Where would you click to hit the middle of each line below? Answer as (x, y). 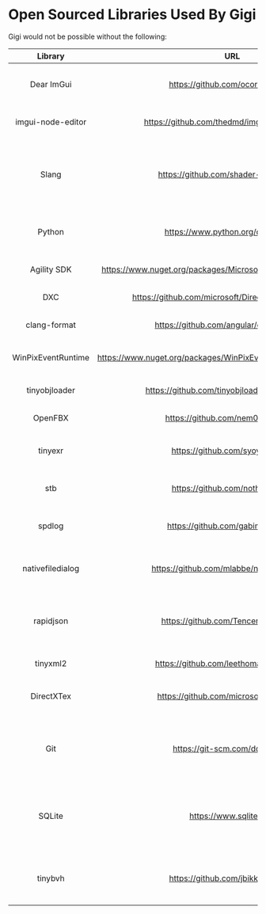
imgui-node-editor (51, 122)
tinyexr (51, 451)
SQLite (51, 816)
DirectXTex (51, 696)
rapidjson (51, 621)
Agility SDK (51, 269)
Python (51, 231)
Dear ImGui (51, 84)
